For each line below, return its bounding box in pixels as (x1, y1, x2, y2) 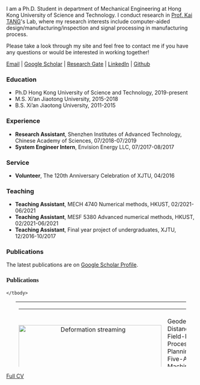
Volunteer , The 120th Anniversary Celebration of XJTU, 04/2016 (14, 171, 175, 179)
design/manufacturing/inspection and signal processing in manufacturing (6, 24, 188, 31)
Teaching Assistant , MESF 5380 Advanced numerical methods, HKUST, (14, 214, 195, 221)
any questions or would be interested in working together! (6, 49, 150, 56)
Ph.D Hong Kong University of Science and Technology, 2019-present (14, 89, 188, 96)
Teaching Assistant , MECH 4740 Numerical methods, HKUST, (14, 201, 170, 208)
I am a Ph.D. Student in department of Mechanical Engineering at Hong (6, 5, 182, 12)
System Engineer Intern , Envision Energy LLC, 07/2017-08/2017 (14, 143, 174, 150)
